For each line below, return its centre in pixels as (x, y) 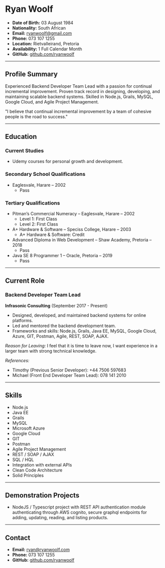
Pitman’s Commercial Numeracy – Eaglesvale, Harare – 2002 (73, 214)
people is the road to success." (36, 116)
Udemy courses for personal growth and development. (68, 162)
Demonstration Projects (42, 495)
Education (21, 137)
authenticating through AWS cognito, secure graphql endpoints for (80, 512)
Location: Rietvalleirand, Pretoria (46, 43)
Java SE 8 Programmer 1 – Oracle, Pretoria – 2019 (62, 256)
